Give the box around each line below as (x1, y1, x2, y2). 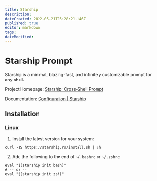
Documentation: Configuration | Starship (5, 96, 86, 101)
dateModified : (5, 35, 34, 40)
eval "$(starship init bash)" (5, 163, 67, 168)
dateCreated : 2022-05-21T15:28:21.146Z (5, 16, 86, 21)
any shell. (5, 77, 24, 82)
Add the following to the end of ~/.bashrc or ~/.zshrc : (12, 153, 121, 159)
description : (5, 12, 32, 17)
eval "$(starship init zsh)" (5, 171, 64, 176)
